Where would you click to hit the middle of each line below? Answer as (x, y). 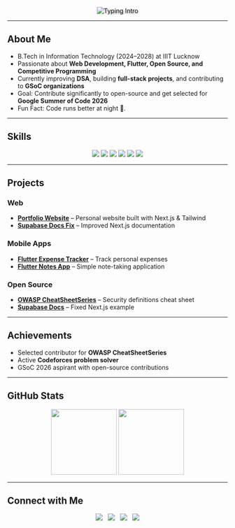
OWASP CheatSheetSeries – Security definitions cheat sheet (106, 299)
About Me (29, 40)
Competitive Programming (57, 71)
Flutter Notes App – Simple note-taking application (91, 266)
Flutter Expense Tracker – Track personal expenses (92, 259)
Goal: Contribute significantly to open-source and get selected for (112, 93)
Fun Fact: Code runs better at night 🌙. (71, 108)
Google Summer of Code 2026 (63, 101)
